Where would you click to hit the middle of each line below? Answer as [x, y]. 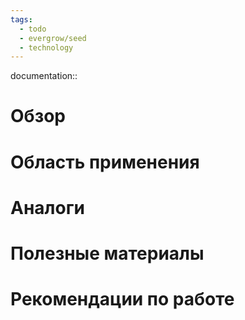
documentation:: [44, 76]
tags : [21, 19]
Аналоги [47, 207]
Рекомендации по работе [122, 299]
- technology [46, 47]
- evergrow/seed [53, 38]
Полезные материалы [107, 253]
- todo [33, 29]
